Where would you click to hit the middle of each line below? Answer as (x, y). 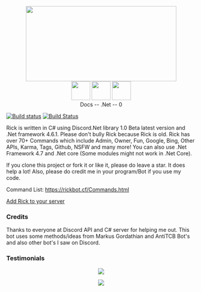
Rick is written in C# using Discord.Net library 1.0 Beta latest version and (96, 128)
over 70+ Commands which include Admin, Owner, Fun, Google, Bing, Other (100, 141)
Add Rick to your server (36, 201)
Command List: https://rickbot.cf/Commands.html (68, 189)
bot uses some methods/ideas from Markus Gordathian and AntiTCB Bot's (98, 236)
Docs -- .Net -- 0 (101, 104)
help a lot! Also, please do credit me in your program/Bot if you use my (94, 171)
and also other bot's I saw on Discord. (53, 243)
